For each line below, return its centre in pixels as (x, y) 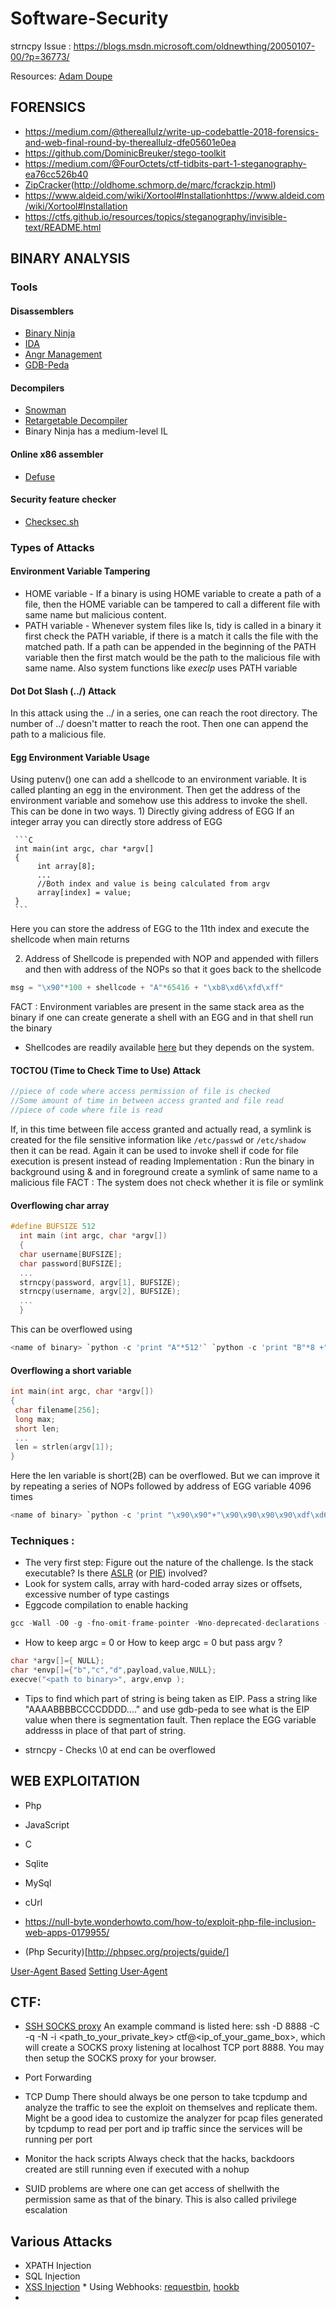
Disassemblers (42, 311)
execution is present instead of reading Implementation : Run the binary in (162, 1161)
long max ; (35, 1419)
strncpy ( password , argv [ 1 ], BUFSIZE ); (100, 1282)
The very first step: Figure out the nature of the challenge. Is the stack (169, 1563)
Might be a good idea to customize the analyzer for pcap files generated (173, 2118)
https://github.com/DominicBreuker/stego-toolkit (125, 153)
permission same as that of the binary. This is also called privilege (160, 2199)
